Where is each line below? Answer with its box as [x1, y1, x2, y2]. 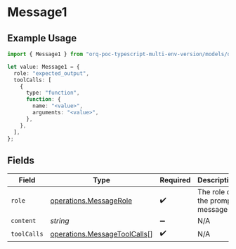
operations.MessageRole [50, 196, 132, 206]
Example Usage [7, 32, 77, 44]
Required [159, 175, 191, 185]
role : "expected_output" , [13, 69, 90, 77]
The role [197, 187, 225, 197]
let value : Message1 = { [7, 63, 80, 70]
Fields [7, 154, 35, 166]
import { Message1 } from [7, 51, 83, 58]
